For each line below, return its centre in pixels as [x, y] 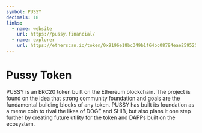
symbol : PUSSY [24, 12]
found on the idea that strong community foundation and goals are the [93, 98]
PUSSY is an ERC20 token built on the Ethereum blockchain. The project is [98, 91]
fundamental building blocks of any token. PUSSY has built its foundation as [100, 104]
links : [14, 23]
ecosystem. [21, 123]
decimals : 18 [23, 17]
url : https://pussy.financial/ [56, 34]
